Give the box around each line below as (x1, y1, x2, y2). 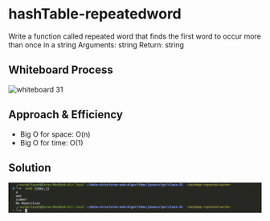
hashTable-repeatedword (8, 5, 182, 23)
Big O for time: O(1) (19, 137, 84, 147)
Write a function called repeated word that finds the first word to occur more (8, 31, 261, 41)
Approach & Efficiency (8, 108, 123, 121)
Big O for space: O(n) (19, 129, 91, 139)
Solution (8, 161, 51, 174)
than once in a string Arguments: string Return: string (8, 39, 185, 49)
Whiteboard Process (8, 63, 114, 77)
